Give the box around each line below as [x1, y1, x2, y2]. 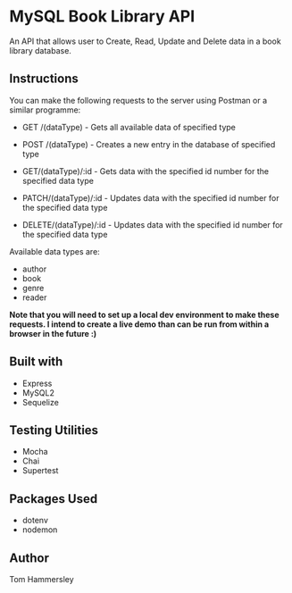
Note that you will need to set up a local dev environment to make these [9, 309, 279, 320]
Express [21, 378, 53, 388]
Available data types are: [9, 246, 100, 256]
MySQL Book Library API [9, 6, 196, 27]
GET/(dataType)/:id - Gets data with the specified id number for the [21, 165, 270, 176]
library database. [9, 45, 71, 55]
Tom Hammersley [9, 574, 74, 584]
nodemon [21, 524, 58, 535]
